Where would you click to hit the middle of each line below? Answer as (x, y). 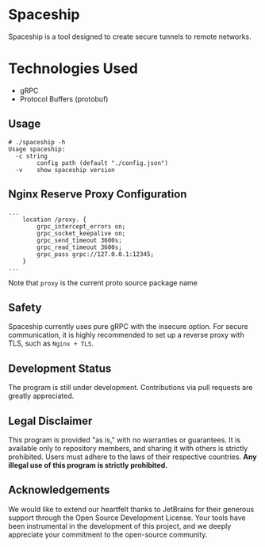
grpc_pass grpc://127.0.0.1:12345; (96, 254)
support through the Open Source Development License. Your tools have (127, 518)
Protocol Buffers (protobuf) (64, 99)
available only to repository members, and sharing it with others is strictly (128, 448)
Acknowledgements (59, 490)
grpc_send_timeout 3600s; (80, 240)
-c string (31, 156)
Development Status (60, 368)
